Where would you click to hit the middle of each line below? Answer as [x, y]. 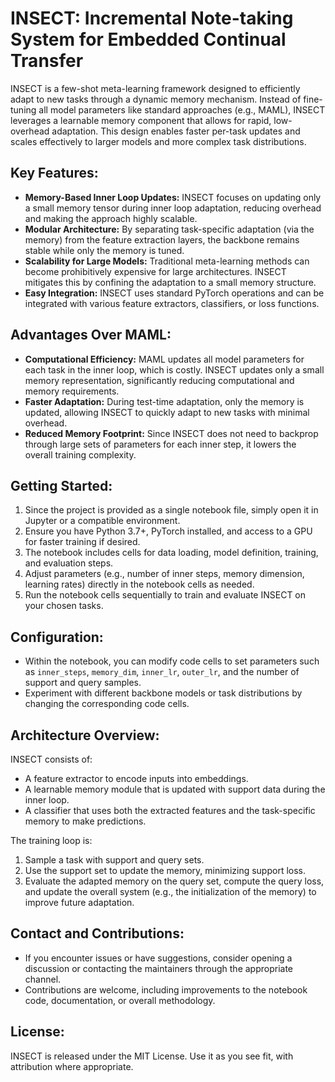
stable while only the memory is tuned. [104, 250]
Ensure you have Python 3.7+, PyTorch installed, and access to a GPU [168, 531]
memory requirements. [72, 391]
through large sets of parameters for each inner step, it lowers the [160, 444]
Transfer [47, 61]
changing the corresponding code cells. [107, 704]
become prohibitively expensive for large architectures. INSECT [155, 271]
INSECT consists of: [51, 759]
